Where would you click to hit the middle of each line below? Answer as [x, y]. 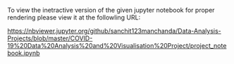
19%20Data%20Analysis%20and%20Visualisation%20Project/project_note [117, 46]
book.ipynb [24, 53]
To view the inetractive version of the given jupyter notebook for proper [111, 10]
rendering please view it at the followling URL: [74, 17]
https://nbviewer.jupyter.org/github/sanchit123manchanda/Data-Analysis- [115, 31]
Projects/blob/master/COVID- [50, 38]
